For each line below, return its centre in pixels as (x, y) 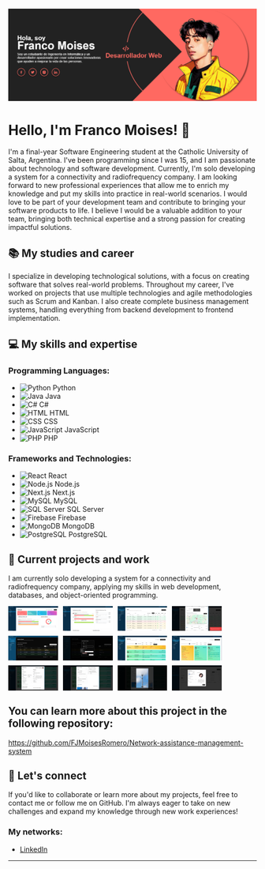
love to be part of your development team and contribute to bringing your (127, 202)
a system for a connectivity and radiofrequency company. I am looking (123, 177)
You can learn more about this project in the (118, 711)
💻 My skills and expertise (73, 344)
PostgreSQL (88, 535)
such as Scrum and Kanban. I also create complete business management (129, 302)
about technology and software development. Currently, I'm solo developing (132, 169)
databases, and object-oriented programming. (83, 595)
